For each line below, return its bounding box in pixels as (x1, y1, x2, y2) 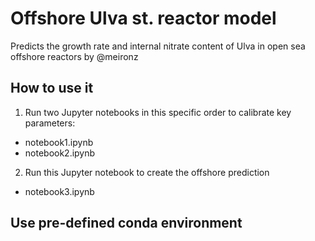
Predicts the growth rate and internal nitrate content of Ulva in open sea (10, 40, 306, 52)
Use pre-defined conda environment (10, 215, 243, 232)
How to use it (10, 80, 94, 97)
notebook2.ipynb (24, 147, 96, 159)
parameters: (24, 117, 76, 129)
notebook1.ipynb (24, 136, 94, 148)
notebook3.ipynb (24, 185, 95, 197)
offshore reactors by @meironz (10, 50, 139, 62)
